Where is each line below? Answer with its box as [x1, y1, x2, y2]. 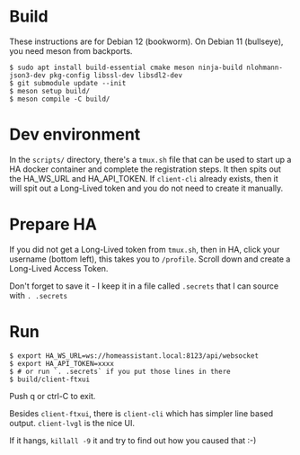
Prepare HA [9, 214, 97, 235]
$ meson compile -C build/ [9, 94, 110, 103]
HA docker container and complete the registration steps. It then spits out [9, 164, 281, 174]
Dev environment [9, 124, 141, 145]
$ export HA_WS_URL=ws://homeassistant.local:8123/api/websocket [9, 351, 259, 361]
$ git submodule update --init [9, 78, 127, 87]
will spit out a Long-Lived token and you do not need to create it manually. [9, 183, 284, 193]
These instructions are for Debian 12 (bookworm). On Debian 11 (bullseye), [9, 36, 284, 47]
